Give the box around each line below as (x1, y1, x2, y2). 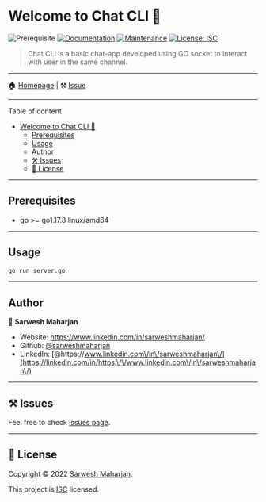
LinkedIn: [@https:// (19, 349, 85, 359)
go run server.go (8, 266, 66, 274)
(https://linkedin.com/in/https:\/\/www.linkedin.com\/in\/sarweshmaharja (19, 358, 256, 367)
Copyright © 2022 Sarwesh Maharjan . (8, 469, 133, 478)
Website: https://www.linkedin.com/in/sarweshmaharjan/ (19, 332, 206, 342)
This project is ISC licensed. (8, 484, 100, 494)
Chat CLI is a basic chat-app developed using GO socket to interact (27, 48, 248, 58)
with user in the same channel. (27, 57, 128, 67)
